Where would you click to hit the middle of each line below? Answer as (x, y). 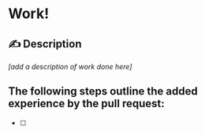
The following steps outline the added (103, 91)
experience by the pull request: (87, 104)
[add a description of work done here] (70, 67)
